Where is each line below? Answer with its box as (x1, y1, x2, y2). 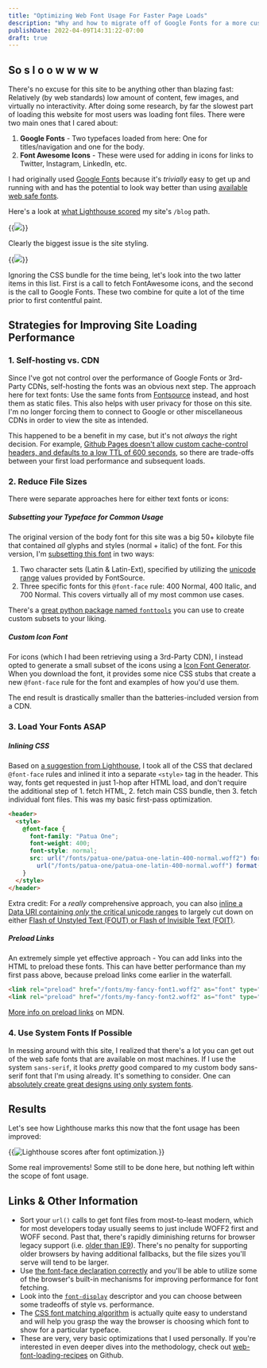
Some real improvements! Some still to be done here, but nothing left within (8, 1163, 255, 1172)
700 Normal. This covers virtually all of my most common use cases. (19, 590, 245, 600)
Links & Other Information (8, 1194, 138, 1207)
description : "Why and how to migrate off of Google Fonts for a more (8, 19, 247, 27)
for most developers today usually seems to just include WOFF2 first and (19, 1224, 259, 1234)
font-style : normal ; (29, 847, 98, 855)
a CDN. (8, 701, 32, 710)
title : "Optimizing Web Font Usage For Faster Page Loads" (8, 11, 208, 20)
